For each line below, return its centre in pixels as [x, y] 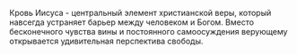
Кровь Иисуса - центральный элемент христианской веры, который [140, 13]
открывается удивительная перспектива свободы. [106, 41]
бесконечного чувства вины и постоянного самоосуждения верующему [148, 31]
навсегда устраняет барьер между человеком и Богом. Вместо [131, 22]
